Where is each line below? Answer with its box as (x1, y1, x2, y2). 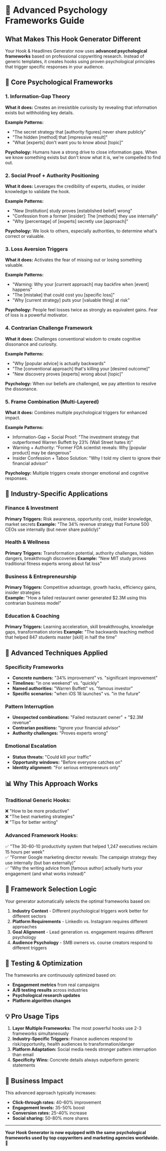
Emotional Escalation (5, 742, 57, 749)
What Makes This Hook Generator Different (5, 35, 141, 43)
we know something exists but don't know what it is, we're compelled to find (5, 154, 161, 160)
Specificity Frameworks (5, 663, 64, 670)
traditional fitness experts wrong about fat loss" (5, 561, 102, 567)
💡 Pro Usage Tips (5, 1012, 59, 1020)
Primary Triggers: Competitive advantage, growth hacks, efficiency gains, (5, 584, 157, 590)
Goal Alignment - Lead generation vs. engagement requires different (12, 929, 153, 935)
